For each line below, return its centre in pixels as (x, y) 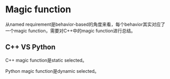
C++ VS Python (30, 47)
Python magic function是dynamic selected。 (52, 71)
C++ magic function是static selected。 (46, 60)
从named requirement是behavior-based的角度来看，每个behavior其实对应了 (85, 24)
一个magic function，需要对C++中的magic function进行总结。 (70, 31)
